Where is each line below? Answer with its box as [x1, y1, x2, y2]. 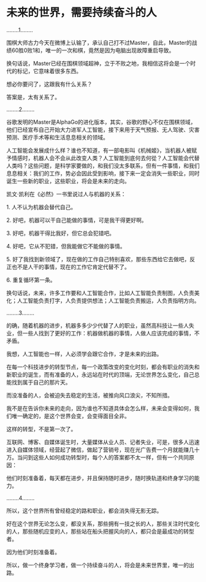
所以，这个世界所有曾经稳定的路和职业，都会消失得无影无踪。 [6, 507, 162, 514]
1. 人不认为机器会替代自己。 [6, 203, 77, 210]
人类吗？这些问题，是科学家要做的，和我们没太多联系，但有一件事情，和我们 [6, 162, 200, 169]
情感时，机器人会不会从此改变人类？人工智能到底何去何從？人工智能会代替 [11, 154, 200, 161]
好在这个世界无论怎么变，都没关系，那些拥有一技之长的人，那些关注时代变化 [6, 519, 200, 527]
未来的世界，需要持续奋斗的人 [6, 6, 158, 20]
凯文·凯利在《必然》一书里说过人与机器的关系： [6, 190, 127, 197]
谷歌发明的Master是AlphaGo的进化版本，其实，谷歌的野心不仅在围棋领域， [6, 118, 196, 126]
